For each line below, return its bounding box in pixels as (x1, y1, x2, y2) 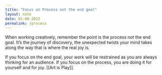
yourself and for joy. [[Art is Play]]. (5, 65, 75, 71)
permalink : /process (5, 21, 47, 26)
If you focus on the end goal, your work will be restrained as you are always (5, 54, 157, 60)
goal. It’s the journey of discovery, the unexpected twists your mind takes (5, 40, 152, 46)
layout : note (5, 12, 32, 17)
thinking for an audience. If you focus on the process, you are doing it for (5, 59, 152, 65)
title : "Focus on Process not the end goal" (5, 7, 97, 12)
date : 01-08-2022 (5, 16, 40, 21)
